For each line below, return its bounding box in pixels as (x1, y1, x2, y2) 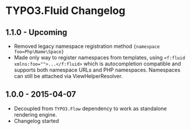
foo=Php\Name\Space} (13, 49, 64, 55)
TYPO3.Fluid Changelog (5, 4, 126, 17)
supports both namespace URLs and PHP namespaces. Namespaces (13, 66, 180, 73)
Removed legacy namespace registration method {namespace (13, 43, 160, 50)
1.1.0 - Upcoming (5, 27, 68, 37)
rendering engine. (13, 111, 57, 118)
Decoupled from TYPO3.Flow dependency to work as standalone (13, 105, 167, 112)
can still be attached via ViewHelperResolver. (13, 73, 123, 79)
